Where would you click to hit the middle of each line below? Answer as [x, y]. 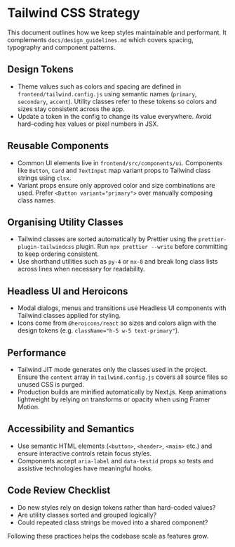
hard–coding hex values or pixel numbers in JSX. [88, 124]
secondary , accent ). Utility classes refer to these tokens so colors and [117, 101]
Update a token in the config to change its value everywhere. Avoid [114, 116]
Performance [37, 353]
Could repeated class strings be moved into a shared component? [113, 522]
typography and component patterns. [61, 47]
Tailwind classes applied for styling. [69, 316]
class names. [36, 200]
